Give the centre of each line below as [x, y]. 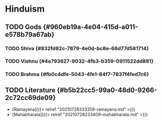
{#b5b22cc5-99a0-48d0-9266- [107, 90]
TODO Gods [23, 27]
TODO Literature [30, 90]
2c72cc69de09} [30, 97]
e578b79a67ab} [30, 34]
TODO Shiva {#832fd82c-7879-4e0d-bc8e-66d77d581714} [77, 48]
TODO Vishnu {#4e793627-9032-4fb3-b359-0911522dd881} [80, 61]
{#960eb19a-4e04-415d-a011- [90, 27]
